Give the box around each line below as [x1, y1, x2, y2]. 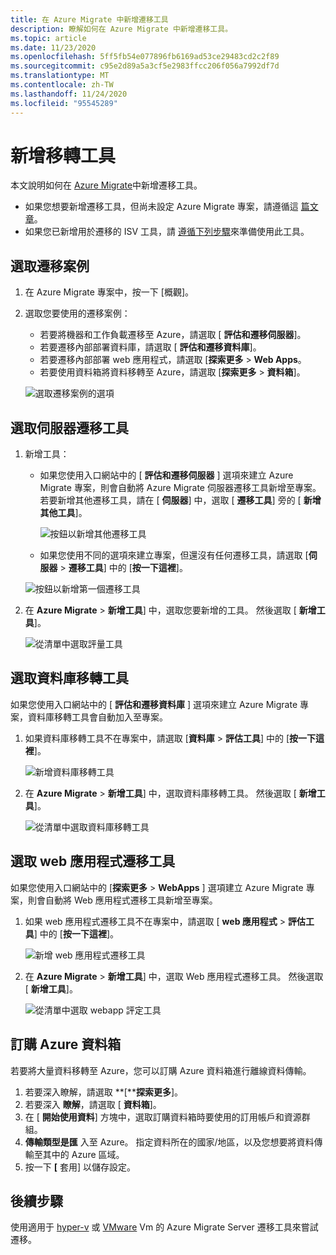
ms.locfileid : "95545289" [10, 98, 118, 108]
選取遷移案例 [10, 257, 90, 275]
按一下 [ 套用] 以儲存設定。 [24, 1161, 136, 1173]
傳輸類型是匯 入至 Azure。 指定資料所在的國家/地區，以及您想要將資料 [24, 1136, 315, 1148]
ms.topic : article [10, 33, 87, 43]
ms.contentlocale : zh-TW [10, 80, 114, 90]
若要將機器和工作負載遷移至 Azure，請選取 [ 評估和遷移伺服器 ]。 [39, 329, 307, 341]
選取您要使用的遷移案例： [24, 307, 131, 320]
